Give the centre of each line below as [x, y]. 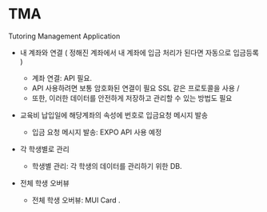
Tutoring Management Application [64, 36]
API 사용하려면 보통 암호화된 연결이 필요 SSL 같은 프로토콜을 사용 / [135, 88]
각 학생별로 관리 [44, 149]
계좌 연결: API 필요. [62, 78]
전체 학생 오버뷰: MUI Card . [76, 200]
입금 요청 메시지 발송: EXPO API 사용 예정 [97, 132]
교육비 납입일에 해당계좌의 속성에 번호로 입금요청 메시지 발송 [114, 115]
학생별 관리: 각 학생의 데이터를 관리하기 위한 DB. [107, 166]
